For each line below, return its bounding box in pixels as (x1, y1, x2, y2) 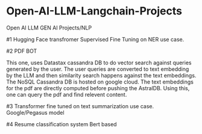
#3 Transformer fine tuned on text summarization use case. (6, 102, 154, 109)
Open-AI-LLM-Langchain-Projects (6, 4, 183, 18)
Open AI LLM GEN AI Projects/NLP (6, 24, 92, 31)
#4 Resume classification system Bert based (6, 120, 117, 127)
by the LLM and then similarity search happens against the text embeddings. (6, 72, 197, 79)
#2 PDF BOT (6, 47, 37, 55)
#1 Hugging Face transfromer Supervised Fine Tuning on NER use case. (6, 35, 185, 43)
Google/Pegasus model (6, 109, 65, 116)
